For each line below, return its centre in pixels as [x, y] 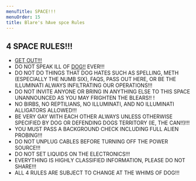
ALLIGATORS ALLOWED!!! [46, 110]
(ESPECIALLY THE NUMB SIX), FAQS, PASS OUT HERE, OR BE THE [95, 79]
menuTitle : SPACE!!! [31, 11]
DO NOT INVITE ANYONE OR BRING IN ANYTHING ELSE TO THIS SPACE [102, 92]
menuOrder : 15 [23, 17]
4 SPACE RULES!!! [39, 46]
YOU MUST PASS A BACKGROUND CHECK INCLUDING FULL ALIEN [97, 129]
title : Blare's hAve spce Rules [45, 22]
